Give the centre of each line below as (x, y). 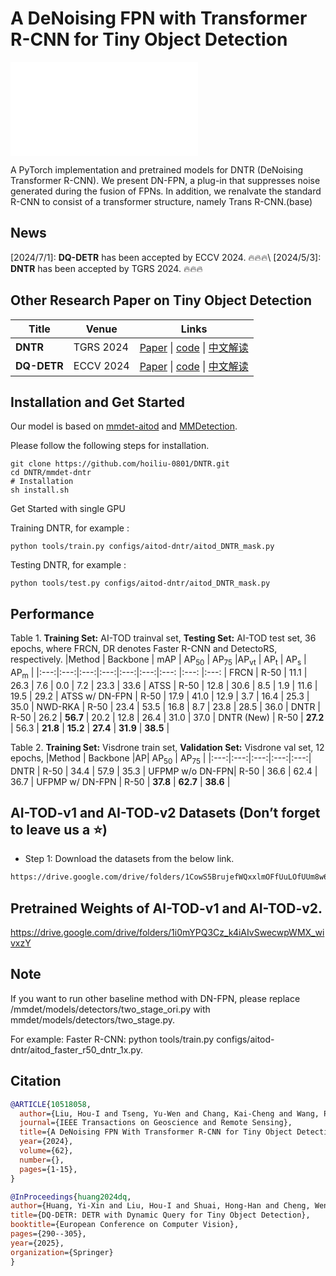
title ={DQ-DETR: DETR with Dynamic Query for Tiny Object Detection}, (160, 1215)
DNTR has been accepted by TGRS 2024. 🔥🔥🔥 (106, 268)
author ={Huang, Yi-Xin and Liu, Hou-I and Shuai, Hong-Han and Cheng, (160, 1206)
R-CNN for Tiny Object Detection (149, 39)
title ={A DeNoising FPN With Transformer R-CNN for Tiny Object (156, 1132)
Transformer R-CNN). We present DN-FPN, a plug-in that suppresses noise (165, 180)
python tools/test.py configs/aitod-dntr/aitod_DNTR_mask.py (140, 583)
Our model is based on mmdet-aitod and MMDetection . (124, 426)
